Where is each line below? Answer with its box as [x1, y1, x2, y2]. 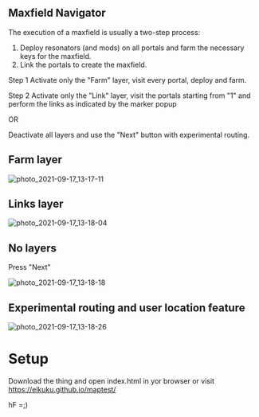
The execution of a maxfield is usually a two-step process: [8, 27, 201, 37]
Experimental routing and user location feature [8, 301, 245, 314]
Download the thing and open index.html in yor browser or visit [8, 376, 215, 385]
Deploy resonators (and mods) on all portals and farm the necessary [19, 43, 245, 53]
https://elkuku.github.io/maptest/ [8, 385, 116, 394]
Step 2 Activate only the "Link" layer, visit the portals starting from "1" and [8, 91, 251, 100]
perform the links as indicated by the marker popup [8, 99, 177, 108]
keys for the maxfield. [19, 51, 92, 60]
